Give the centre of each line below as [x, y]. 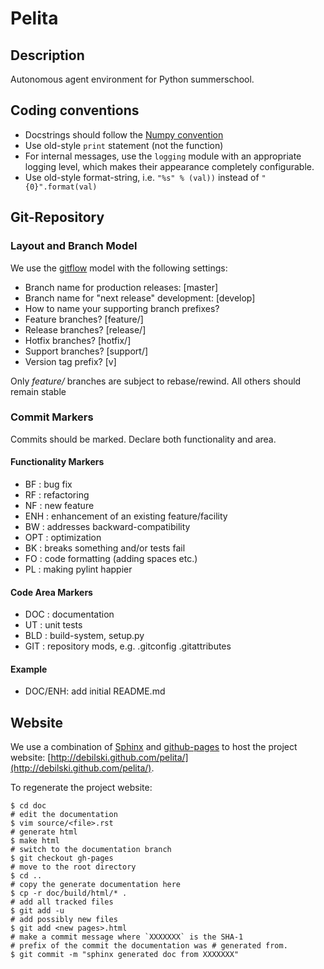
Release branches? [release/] [85, 329]
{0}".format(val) [61, 187]
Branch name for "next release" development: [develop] [140, 298]
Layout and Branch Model [74, 246]
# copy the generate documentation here [96, 885]
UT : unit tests [53, 625]
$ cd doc [28, 806]
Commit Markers [52, 417]
